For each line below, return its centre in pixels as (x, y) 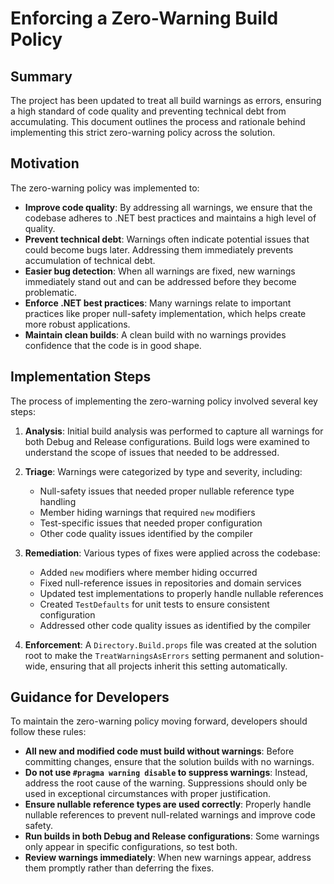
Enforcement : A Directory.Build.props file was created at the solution (171, 644)
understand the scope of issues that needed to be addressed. (152, 452)
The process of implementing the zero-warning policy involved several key (164, 401)
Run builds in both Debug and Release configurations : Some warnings (172, 836)
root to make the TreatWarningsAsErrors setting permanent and (154, 655)
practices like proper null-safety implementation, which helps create (165, 313)
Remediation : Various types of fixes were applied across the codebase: (172, 553)
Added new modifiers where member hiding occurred (148, 572)
